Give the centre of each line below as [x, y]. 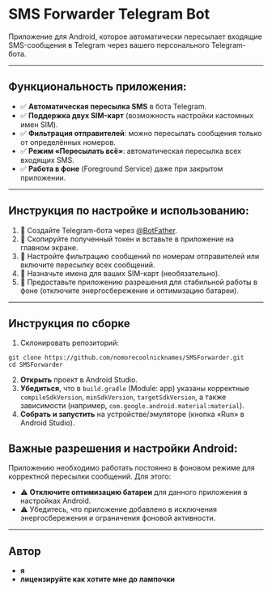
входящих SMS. [47, 160]
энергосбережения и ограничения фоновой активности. [118, 518]
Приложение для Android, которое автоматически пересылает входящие [136, 36]
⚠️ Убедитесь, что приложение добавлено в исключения [118, 509]
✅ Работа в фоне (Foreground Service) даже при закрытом [121, 168]
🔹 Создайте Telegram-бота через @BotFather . [99, 230]
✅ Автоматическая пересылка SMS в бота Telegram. [113, 106]
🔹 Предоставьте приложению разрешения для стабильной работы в [138, 282]
